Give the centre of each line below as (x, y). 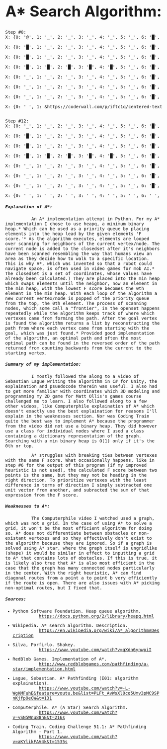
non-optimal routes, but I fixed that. (54, 588)
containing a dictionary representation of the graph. (73, 436)
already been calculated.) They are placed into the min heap (83, 278)
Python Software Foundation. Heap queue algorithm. (77, 611)
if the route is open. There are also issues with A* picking (83, 583)
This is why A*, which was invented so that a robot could (79, 263)
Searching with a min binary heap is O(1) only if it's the (80, 441)
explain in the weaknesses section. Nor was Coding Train (77, 416)
